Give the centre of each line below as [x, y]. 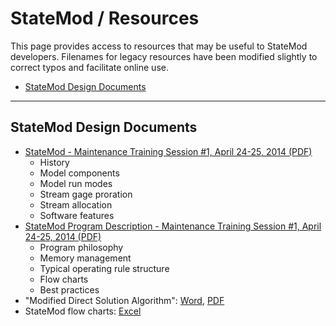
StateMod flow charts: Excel [83, 311]
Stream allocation [76, 204]
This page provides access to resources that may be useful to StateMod [159, 46]
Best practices [69, 289]
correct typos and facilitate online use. [89, 67]
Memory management [85, 258]
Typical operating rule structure [104, 268]
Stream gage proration [86, 194]
